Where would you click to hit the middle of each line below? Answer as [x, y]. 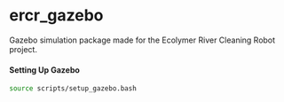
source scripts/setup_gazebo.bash [73, 89]
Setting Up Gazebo [44, 70]
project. [24, 49]
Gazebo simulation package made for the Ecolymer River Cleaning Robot [142, 40]
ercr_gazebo [56, 16]
